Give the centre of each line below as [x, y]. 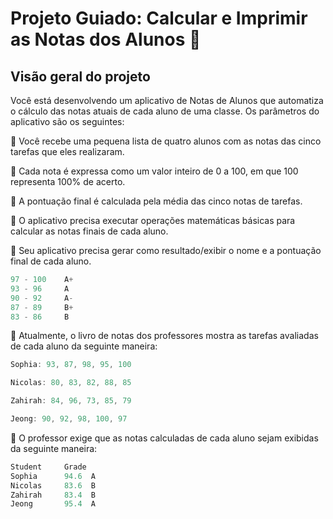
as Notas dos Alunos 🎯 [106, 39]
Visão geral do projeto [80, 76]
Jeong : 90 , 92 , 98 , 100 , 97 [69, 419]
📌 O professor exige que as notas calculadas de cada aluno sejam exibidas [164, 438]
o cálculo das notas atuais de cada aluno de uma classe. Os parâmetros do [165, 111]
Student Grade [48, 467]
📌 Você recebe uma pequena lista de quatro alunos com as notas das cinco [166, 141]
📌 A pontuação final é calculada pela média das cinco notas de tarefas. [156, 201]
